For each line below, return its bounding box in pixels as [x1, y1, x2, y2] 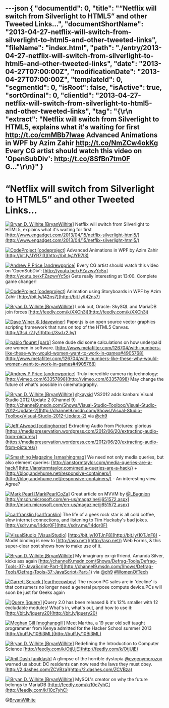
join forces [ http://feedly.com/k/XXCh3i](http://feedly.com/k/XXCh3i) [5, 309, 149, 315]
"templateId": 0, [70, 76, 123, 84]
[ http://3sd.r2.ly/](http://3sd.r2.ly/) [5, 330, 77, 336]
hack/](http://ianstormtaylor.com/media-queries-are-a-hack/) [5, 465, 134, 471]
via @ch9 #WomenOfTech [93, 569, 148, 575]
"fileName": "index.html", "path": [5, 44, 115, 52]
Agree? [5, 481, 20, 487]
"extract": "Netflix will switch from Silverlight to [5, 115, 159, 124]
